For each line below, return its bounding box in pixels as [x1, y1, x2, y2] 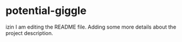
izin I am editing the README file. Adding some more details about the [5, 23, 177, 30]
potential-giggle [5, 4, 87, 17]
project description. [5, 29, 54, 36]
